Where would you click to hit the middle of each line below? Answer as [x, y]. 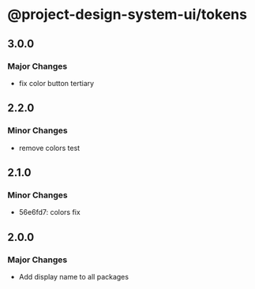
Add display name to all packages [74, 276]
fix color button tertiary [56, 83]
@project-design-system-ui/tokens [127, 15]
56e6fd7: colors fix [49, 212]
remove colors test [49, 148]
